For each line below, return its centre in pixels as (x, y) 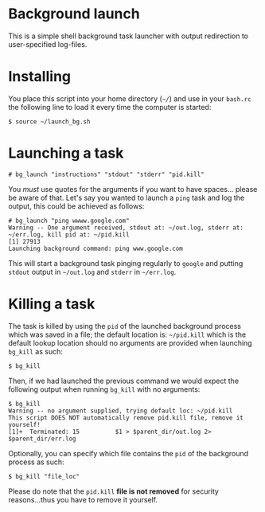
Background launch (74, 14)
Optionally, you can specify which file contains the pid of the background (129, 453)
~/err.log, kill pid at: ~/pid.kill (69, 235)
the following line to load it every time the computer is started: (110, 107)
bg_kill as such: (36, 351)
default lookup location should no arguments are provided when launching (130, 342)
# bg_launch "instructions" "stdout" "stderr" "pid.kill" (106, 174)
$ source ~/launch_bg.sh (49, 121)
